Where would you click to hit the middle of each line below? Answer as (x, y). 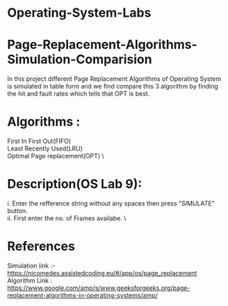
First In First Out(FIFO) (39, 141)
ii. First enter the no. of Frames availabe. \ (67, 218)
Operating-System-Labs (79, 13)
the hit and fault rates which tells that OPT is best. (79, 94)
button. (17, 211)
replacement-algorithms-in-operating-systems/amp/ (82, 295)
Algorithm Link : (30, 280)
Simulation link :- (31, 266)
